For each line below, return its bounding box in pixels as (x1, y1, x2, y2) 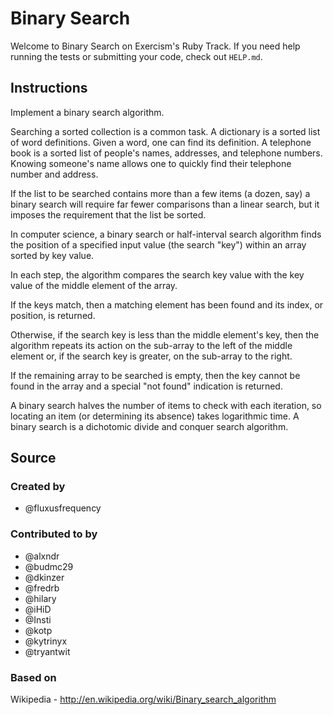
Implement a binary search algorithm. (10, 106, 165, 118)
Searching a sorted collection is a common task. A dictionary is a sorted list (10, 125, 321, 137)
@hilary (24, 592, 57, 604)
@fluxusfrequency (24, 502, 102, 514)
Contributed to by (10, 527, 98, 541)
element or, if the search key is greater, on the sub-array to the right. (10, 350, 293, 362)
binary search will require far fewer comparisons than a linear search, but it (10, 198, 320, 210)
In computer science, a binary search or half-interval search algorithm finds (10, 228, 322, 240)
